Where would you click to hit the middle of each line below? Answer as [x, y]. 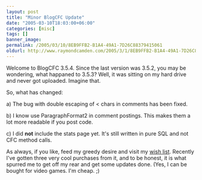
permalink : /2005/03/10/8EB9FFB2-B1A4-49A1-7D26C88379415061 [84, 46]
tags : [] [17, 34]
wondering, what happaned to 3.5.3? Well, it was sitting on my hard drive [96, 74]
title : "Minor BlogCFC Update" [45, 17]
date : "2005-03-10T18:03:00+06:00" [51, 23]
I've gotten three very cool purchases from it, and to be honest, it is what [96, 158]
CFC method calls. [29, 140]
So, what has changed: [35, 92]
